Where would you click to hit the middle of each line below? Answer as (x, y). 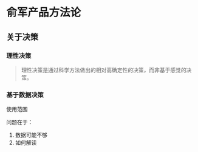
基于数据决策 (25, 95)
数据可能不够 (31, 135)
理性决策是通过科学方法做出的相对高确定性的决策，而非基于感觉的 (104, 70)
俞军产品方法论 (44, 12)
